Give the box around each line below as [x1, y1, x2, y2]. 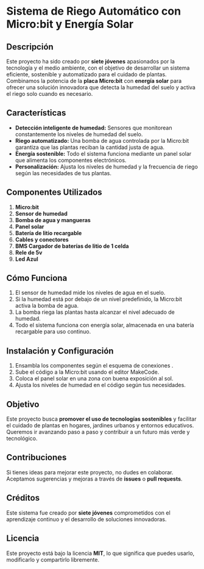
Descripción [6, 42, 54, 52]
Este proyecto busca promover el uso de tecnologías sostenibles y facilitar [6, 415, 197, 422]
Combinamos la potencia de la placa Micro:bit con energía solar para [6, 78, 182, 84]
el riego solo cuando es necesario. [6, 90, 93, 97]
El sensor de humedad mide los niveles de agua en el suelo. [15, 289, 166, 297]
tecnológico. [6, 435, 38, 442]
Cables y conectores [15, 236, 69, 243]
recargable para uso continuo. [15, 328, 91, 335]
